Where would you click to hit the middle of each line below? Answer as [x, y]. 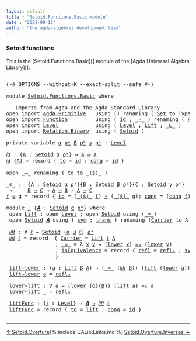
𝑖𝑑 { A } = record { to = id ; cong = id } [65, 161]
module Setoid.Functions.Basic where [60, 96]
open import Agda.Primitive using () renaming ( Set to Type [98, 113]
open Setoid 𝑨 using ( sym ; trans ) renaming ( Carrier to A [99, 220]
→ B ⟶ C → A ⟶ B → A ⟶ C [51, 190]
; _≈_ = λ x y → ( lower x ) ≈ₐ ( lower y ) [114, 244]
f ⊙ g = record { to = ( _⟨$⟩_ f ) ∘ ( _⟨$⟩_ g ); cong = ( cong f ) [99, 196]
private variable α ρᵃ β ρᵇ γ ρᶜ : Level [66, 143]
